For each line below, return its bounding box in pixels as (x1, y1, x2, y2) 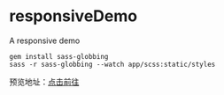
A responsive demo (9, 35, 81, 46)
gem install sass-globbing (9, 52, 109, 61)
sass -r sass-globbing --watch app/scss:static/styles (9, 60, 216, 69)
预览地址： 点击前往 (9, 77, 80, 87)
